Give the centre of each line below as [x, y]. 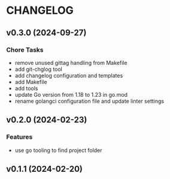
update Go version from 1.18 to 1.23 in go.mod [71, 94]
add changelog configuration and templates [69, 75]
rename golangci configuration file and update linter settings [89, 101]
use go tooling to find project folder [59, 150]
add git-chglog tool [39, 69]
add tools [26, 88]
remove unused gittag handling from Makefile [71, 62]
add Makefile [31, 82]
